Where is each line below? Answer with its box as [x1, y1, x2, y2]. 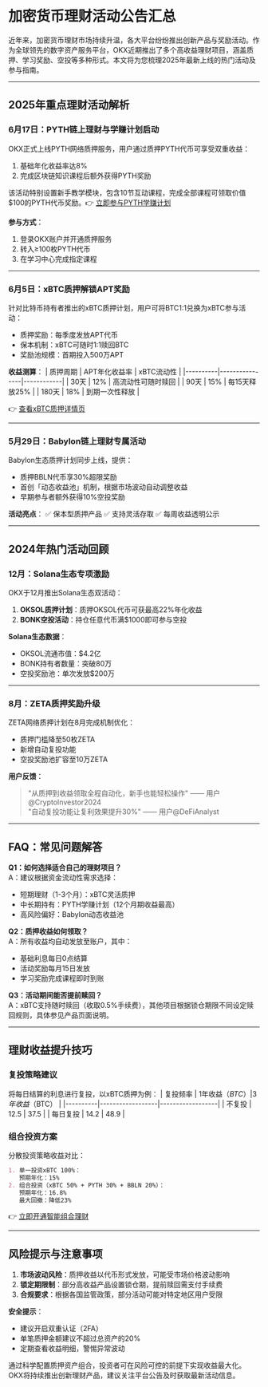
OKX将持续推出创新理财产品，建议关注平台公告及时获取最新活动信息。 [8, 1370, 240, 1381]
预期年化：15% [18, 1174, 60, 1182]
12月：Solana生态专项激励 [8, 568, 110, 579]
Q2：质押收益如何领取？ [8, 927, 89, 936]
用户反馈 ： [8, 772, 44, 781]
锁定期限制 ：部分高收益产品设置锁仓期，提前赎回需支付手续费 [19, 1280, 223, 1290]
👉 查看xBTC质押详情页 [8, 404, 85, 413]
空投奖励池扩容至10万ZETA [19, 755, 108, 765]
